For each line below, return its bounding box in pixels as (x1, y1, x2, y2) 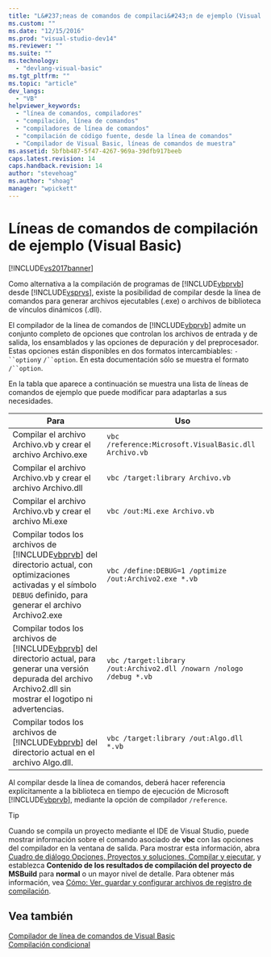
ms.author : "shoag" (8, 177, 74, 186)
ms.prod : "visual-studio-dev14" (8, 34, 117, 43)
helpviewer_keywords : (8, 102, 81, 110)
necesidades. (8, 396, 53, 405)
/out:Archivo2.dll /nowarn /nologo (106, 664, 244, 673)
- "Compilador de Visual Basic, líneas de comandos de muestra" (15, 139, 236, 148)
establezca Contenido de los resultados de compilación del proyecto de (8, 860, 252, 870)
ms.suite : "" (8, 49, 52, 57)
